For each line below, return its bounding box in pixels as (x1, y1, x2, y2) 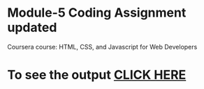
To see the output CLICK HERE (7, 67, 187, 83)
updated (7, 19, 57, 35)
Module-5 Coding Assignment (7, 5, 187, 21)
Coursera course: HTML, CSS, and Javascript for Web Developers (7, 42, 198, 51)
